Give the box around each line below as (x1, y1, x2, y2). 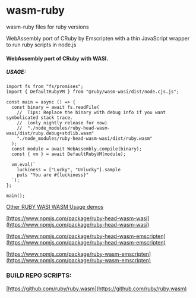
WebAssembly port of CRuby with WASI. (6, 55, 109, 62)
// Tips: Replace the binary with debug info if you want (17, 109, 166, 115)
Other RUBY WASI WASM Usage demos (6, 203, 104, 210)
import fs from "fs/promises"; (6, 83, 84, 89)
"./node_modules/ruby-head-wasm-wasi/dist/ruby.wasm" (17, 135, 153, 142)
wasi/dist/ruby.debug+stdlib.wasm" (6, 130, 94, 136)
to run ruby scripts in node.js (6, 41, 77, 48)
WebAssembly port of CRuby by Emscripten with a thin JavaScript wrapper (6, 34, 190, 42)
